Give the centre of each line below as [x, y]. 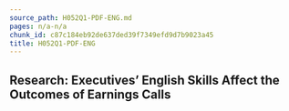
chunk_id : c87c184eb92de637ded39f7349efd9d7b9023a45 [112, 35]
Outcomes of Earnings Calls [90, 94]
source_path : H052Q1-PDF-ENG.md [71, 18]
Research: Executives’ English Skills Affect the [144, 80]
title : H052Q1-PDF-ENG [52, 43]
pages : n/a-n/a [38, 26]
